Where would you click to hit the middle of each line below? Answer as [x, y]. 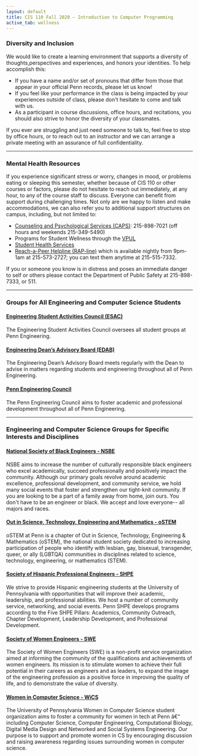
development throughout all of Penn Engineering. [66, 409]
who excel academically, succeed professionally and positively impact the [96, 470]
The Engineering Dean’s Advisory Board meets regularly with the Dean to [95, 363]
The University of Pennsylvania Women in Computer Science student [90, 710]
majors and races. [28, 508]
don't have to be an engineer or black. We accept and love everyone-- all [95, 502]
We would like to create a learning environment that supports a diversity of [97, 56]
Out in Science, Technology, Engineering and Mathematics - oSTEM [91, 522]
